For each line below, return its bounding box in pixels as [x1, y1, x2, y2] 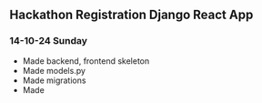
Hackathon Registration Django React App [9, 7, 254, 23]
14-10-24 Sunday [9, 35, 88, 47]
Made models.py [22, 65, 86, 76]
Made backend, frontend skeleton [22, 55, 150, 67]
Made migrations [22, 75, 86, 86]
